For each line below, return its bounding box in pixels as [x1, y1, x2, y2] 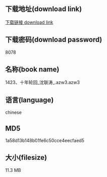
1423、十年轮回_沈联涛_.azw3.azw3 [5, 79, 80, 85]
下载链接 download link [5, 19, 54, 25]
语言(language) [5, 96, 54, 104]
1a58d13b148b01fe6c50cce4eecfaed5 [5, 138, 85, 144]
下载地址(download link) [5, 5, 82, 14]
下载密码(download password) [5, 35, 102, 44]
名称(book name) [5, 65, 60, 74]
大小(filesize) [5, 153, 47, 162]
